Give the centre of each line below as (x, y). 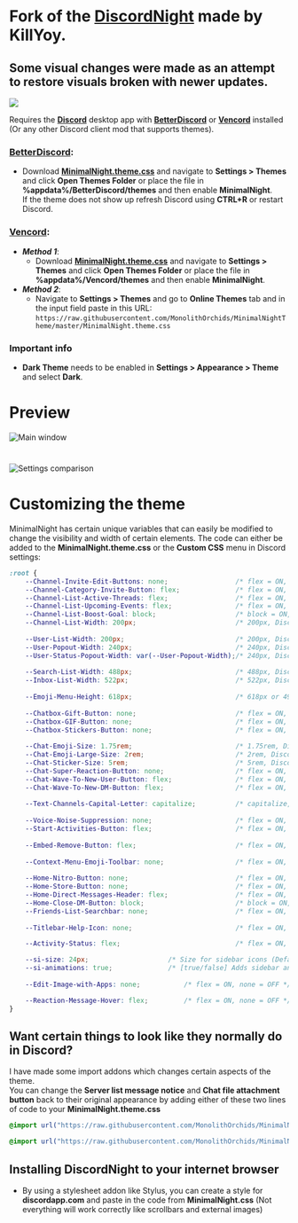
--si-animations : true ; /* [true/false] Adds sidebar (152, 968)
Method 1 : (40, 251)
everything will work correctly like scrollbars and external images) (142, 1209)
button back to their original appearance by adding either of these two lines (148, 1100)
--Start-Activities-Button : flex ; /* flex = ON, (157, 829)
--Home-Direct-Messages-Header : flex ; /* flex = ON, (157, 895)
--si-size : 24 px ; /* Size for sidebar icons (146, 960)
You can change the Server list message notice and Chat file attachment (145, 1090)
